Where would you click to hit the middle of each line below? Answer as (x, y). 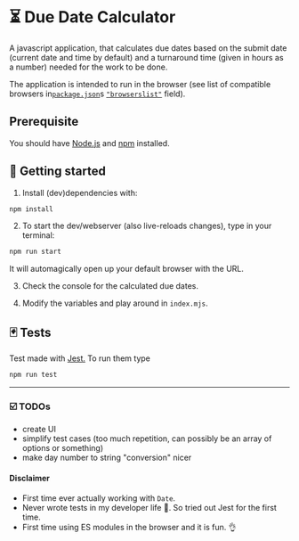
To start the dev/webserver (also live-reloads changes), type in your (147, 226)
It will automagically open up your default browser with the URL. (127, 269)
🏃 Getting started (58, 172)
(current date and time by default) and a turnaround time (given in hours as (146, 57)
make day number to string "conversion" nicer (107, 458)
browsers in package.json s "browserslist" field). (97, 94)
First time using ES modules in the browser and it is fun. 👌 (129, 527)
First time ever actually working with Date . (99, 498)
